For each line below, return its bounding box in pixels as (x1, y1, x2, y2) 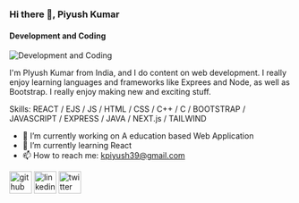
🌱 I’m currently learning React (21, 140, 132, 151)
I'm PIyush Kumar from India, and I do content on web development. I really (9, 67, 287, 79)
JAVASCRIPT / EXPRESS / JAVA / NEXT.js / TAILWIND (9, 114, 208, 124)
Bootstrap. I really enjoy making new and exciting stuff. (9, 87, 212, 97)
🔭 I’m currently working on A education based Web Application (21, 131, 254, 141)
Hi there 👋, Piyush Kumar (9, 8, 120, 21)
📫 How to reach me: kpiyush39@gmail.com (21, 150, 185, 161)
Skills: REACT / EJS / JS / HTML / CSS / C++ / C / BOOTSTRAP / (9, 104, 246, 114)
